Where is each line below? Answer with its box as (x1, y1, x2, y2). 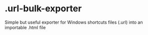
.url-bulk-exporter (4, 3, 82, 14)
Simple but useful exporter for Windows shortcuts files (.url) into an (4, 19, 143, 25)
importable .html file (4, 24, 46, 30)
